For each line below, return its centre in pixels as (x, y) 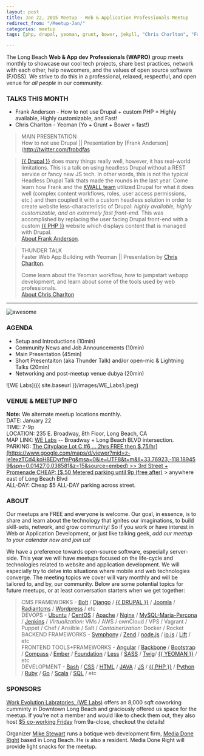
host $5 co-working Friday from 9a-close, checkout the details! (86, 721)
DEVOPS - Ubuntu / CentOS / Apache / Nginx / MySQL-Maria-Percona (109, 615)
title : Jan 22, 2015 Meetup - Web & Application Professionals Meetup (97, 18)
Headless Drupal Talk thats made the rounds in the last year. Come (104, 180)
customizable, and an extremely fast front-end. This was (92, 213)
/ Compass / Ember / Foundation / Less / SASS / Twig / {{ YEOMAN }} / (109, 654)
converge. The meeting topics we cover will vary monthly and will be (92, 577)
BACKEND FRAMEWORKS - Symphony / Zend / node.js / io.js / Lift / (106, 634)
